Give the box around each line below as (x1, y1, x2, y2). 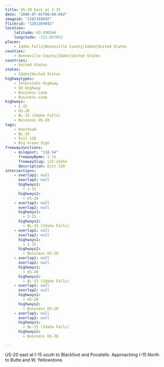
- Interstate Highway (14, 81, 58, 86)
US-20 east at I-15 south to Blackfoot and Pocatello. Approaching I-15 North (5, 352, 160, 358)
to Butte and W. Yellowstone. (5, 357, 64, 363)
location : (5, 26, 26, 31)
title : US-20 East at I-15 (5, 7, 61, 12)
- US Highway (14, 85, 41, 91)
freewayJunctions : (5, 145, 43, 150)
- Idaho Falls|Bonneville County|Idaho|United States (14, 44, 127, 49)
